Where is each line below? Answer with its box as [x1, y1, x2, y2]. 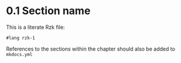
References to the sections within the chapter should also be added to [6, 45, 176, 52]
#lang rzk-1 [6, 35, 35, 41]
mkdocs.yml [6, 51, 33, 57]
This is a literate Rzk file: [6, 24, 66, 31]
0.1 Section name [6, 4, 91, 18]
